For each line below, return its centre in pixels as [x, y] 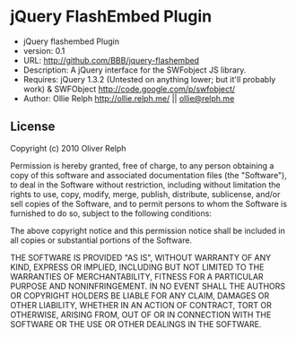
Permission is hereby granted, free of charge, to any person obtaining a [142, 165]
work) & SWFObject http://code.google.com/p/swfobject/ [129, 89]
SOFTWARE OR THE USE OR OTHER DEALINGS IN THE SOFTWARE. [136, 324]
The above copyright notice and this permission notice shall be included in [148, 230]
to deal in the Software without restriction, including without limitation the [145, 185]
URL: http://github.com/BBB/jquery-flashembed [111, 60]
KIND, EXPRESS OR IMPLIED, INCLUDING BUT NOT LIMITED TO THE [137, 267]
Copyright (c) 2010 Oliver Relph [68, 148]
